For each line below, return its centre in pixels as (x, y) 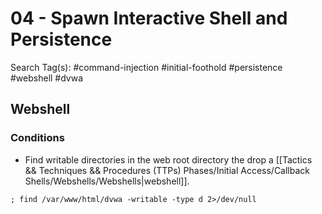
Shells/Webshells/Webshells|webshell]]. (107, 181)
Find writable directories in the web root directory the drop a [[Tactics (168, 159)
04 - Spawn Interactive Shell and (149, 18)
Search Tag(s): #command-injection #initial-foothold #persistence (146, 67)
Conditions (37, 138)
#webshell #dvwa (47, 78)
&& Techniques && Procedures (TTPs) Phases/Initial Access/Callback (167, 170)
